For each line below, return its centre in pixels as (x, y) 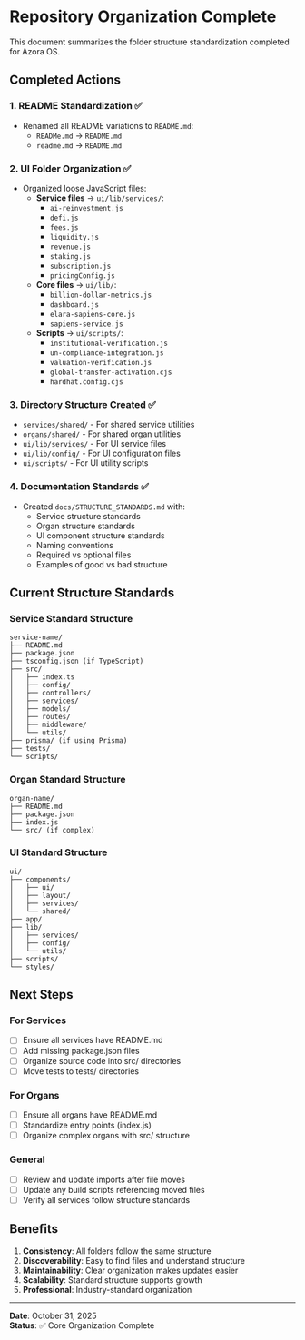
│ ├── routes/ (40, 717)
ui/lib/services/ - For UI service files (94, 444)
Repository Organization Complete (143, 17)
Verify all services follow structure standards (106, 1199)
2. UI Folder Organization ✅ (70, 168)
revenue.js (70, 247)
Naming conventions (74, 545)
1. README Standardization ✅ (76, 106)
